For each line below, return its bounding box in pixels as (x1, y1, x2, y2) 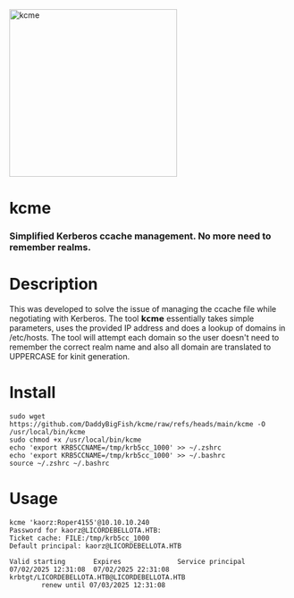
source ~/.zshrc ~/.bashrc (9, 459, 110, 467)
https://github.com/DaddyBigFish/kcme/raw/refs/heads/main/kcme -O (9, 419, 266, 428)
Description (9, 274, 98, 294)
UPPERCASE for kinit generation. (9, 351, 130, 362)
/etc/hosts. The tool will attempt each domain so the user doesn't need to (9, 333, 280, 343)
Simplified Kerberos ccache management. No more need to (9, 230, 272, 242)
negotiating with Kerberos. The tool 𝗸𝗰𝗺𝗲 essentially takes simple (9, 313, 255, 324)
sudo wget (9, 411, 46, 421)
